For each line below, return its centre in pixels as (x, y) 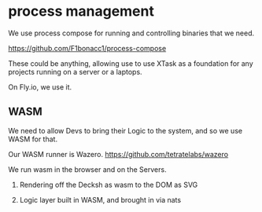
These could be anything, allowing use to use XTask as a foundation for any (131, 63)
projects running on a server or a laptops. (76, 71)
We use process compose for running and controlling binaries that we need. (131, 33)
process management (81, 11)
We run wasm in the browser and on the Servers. (87, 169)
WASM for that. (33, 139)
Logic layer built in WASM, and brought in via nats (100, 199)
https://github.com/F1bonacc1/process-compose (87, 48)
